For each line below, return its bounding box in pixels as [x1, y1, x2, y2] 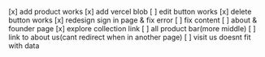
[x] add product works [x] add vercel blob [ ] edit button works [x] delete [8, 7, 252, 16]
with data [8, 41, 40, 51]
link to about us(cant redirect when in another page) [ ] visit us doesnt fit [8, 32, 251, 42]
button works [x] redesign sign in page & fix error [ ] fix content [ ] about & [8, 15, 258, 25]
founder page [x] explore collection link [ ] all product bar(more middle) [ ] [8, 24, 256, 33]
